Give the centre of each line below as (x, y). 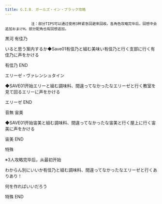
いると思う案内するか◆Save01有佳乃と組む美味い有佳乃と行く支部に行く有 (80, 48)
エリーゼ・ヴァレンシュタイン (35, 75)
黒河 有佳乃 (16, 38)
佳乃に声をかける (22, 55)
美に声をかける (20, 128)
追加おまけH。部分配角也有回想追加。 (37, 29)
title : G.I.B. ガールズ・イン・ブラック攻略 (45, 9)
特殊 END (15, 196)
